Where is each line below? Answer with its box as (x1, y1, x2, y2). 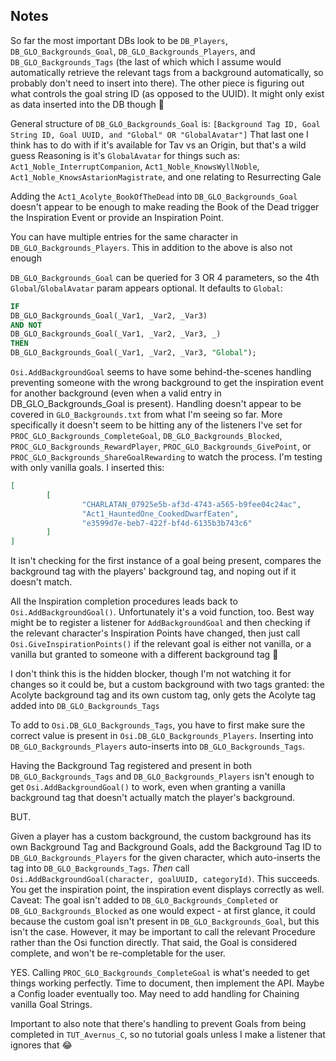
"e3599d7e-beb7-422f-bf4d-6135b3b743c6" (81, 518, 253, 528)
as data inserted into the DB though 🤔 (10, 98, 165, 110)
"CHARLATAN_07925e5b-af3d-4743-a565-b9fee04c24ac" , (81, 499, 302, 509)
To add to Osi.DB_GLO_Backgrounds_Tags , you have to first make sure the (10, 719, 306, 731)
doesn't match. (10, 576, 73, 588)
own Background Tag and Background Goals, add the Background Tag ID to (10, 841, 322, 853)
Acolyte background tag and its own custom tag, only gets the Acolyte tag (10, 689, 317, 701)
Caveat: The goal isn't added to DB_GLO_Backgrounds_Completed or (10, 894, 279, 906)
